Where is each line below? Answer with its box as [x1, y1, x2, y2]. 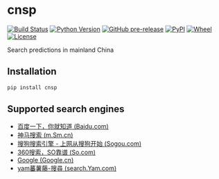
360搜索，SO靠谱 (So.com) [17, 148, 96, 157]
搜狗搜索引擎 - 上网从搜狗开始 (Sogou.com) [17, 140, 142, 148]
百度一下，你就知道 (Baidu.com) [17, 122, 109, 131]
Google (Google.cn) [17, 156, 74, 164]
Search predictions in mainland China [7, 46, 114, 54]
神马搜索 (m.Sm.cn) [17, 131, 73, 140]
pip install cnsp [7, 84, 58, 91]
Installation [7, 66, 57, 77]
